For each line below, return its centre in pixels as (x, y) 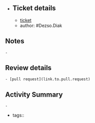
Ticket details (34, 8)
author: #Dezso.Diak (41, 25)
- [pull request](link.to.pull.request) (48, 79)
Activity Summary (34, 94)
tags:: (18, 115)
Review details (28, 68)
